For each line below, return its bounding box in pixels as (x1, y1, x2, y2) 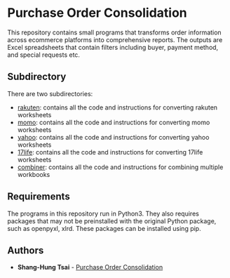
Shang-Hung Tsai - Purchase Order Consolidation (17, 263, 163, 272)
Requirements (7, 191, 70, 203)
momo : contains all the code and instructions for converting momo (17, 118, 210, 126)
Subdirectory (7, 71, 67, 83)
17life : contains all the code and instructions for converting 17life (17, 147, 203, 156)
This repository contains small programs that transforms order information (7, 28, 222, 37)
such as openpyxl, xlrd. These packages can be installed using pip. (7, 224, 201, 232)
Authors (7, 244, 44, 256)
